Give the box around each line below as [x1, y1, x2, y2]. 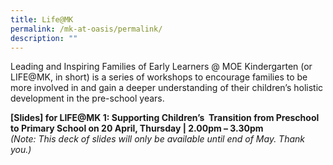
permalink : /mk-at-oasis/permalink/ [10, 24, 163, 34]
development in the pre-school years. [10, 92, 165, 105]
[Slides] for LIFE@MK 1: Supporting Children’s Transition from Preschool [10, 112, 320, 124]
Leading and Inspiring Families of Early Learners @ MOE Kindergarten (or [10, 61, 313, 73]
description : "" [10, 33, 78, 43]
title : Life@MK [10, 14, 74, 25]
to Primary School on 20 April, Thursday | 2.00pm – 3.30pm [10, 122, 264, 135]
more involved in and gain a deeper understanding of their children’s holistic [10, 82, 324, 94]
